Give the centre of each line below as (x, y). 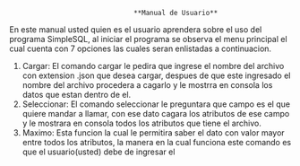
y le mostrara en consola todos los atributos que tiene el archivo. (141, 123)
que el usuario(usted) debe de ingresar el (99, 152)
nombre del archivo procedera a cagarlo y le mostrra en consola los (147, 85)
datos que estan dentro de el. (77, 95)
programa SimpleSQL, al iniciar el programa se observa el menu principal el (149, 39)
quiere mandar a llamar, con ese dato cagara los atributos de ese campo (156, 114)
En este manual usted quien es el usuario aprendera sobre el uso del (136, 30)
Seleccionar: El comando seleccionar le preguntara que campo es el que (156, 104)
